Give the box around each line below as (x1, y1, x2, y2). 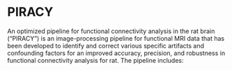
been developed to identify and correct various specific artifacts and (7, 41, 204, 50)
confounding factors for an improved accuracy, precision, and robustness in (7, 49, 225, 57)
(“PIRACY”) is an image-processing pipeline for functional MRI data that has (7, 34, 225, 42)
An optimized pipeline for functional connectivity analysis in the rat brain (7, 27, 215, 35)
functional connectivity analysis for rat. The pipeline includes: (7, 56, 184, 64)
